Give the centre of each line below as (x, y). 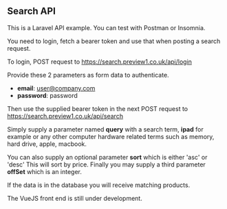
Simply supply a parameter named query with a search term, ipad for (106, 129)
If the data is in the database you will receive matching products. (99, 185)
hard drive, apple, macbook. (47, 144)
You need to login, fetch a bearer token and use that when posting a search (114, 41)
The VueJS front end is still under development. (75, 198)
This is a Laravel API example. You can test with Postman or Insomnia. (106, 27)
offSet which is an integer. (45, 171)
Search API (32, 11)
